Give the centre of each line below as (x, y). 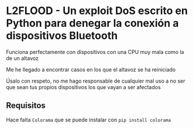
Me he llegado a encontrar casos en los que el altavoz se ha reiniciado (91, 69)
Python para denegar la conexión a (92, 23)
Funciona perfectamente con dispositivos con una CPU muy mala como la (95, 52)
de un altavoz (23, 58)
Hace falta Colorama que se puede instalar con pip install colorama (89, 120)
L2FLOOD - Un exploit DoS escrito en (97, 11)
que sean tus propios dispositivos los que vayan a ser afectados (83, 87)
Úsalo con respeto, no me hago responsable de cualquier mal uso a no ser (96, 81)
